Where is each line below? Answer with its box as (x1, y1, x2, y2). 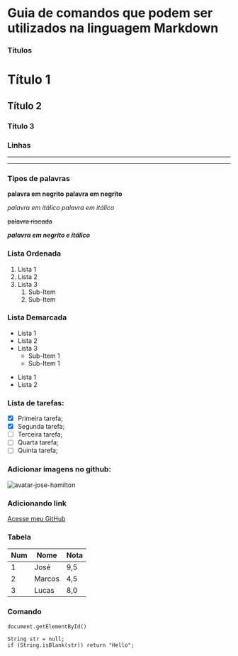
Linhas (7, 140, 31, 150)
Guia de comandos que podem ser (7, 5, 213, 21)
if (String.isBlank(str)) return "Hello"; (7, 641, 135, 649)
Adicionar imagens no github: (7, 464, 112, 474)
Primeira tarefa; (17, 414, 64, 423)
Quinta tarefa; (17, 446, 58, 455)
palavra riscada (7, 217, 53, 226)
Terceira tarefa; (17, 430, 63, 439)
